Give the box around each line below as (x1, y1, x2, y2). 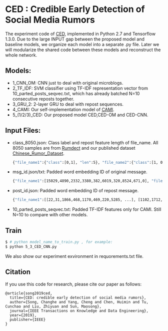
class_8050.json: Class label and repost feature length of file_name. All (12, 139, 158, 146)
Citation (5, 268, 31, 276)
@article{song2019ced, (5, 290, 52, 296)
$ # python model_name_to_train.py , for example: (5, 239, 113, 244)
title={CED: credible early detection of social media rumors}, (9, 295, 146, 300)
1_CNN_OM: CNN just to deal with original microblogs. (12, 80, 123, 86)
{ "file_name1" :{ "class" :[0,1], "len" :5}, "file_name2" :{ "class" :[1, (12, 160, 158, 165)
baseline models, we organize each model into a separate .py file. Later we (5, 41, 159, 47)
